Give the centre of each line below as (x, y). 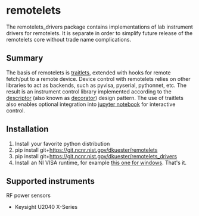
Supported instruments (51, 181)
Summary (25, 58)
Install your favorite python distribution (62, 143)
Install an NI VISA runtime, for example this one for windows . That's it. (100, 162)
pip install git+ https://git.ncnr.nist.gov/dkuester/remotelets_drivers (96, 156)
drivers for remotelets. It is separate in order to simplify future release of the (99, 33)
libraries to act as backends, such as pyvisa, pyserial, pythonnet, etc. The (96, 85)
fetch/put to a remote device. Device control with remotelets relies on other (98, 79)
